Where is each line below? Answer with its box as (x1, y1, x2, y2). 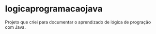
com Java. (5, 24, 26, 30)
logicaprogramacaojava (5, 3, 103, 14)
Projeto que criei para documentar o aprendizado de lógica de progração (5, 19, 151, 25)
